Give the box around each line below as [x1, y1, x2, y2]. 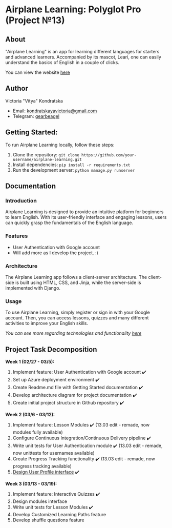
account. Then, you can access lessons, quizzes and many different [5, 315, 149, 321]
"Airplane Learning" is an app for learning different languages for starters [5, 49, 160, 54]
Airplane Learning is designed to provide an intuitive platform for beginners [5, 209, 164, 215]
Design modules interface [12, 498, 68, 504]
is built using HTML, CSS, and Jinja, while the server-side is [15, 279, 141, 286]
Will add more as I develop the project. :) [12, 250, 99, 256]
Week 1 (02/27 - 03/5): [5, 359, 55, 365]
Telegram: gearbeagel [12, 113, 60, 119]
